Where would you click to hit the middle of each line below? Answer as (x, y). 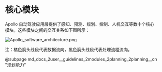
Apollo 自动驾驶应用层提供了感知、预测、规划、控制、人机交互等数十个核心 (80, 24)
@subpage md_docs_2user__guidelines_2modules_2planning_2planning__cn (81, 59)
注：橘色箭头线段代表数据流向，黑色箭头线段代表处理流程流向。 (68, 49)
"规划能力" (16, 65)
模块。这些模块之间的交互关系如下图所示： (47, 30)
